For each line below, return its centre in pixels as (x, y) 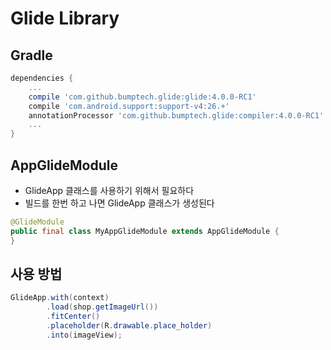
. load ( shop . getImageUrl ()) (102, 307)
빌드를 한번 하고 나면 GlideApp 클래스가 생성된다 (119, 203)
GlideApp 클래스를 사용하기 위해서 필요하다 (109, 190)
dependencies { (42, 78)
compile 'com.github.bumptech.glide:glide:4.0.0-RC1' (142, 97)
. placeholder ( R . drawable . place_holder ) (129, 326)
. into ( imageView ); (84, 335)
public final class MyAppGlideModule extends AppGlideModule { (145, 231)
